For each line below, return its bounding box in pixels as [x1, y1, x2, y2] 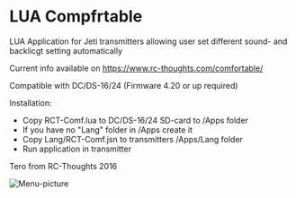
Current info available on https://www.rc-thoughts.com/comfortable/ [9, 63, 264, 73]
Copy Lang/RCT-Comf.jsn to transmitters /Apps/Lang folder [22, 133, 243, 144]
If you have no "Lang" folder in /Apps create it [22, 124, 193, 135]
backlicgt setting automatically [9, 45, 123, 56]
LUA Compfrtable [9, 6, 143, 27]
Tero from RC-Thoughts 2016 [9, 160, 118, 171]
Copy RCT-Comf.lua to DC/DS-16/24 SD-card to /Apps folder [22, 115, 249, 125]
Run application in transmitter [22, 143, 132, 154]
